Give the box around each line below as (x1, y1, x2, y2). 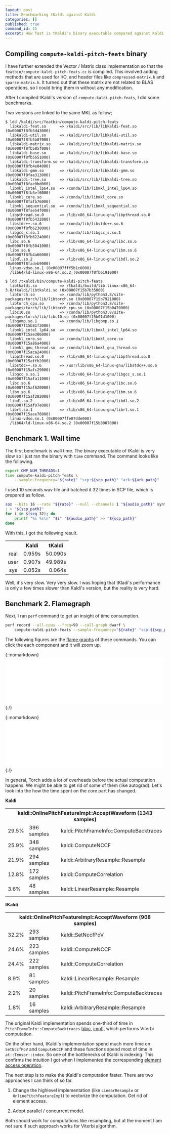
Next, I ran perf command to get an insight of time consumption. (5, 613, 140, 619)
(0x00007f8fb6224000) (5, 234, 51, 239)
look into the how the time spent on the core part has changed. (5, 788, 137, 794)
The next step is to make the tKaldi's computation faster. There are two (5, 1072, 153, 1078)
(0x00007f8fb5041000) (5, 243, 51, 248)
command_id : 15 (5, 26, 37, 31)
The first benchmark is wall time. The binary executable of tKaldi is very (5, 447, 155, 453)
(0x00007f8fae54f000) (5, 208, 51, 213)
